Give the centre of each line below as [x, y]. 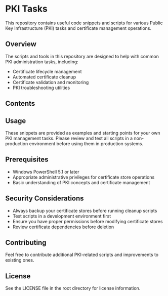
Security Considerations [45, 199]
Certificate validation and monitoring [51, 82]
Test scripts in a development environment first [62, 216]
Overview [21, 44]
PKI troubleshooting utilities [41, 88]
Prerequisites [27, 160]
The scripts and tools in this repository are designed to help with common [82, 56]
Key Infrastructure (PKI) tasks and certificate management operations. [78, 28]
